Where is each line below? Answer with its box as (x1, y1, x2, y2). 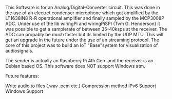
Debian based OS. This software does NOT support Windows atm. (5, 63, 145, 69)
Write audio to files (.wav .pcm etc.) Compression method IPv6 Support (5, 83, 157, 89)
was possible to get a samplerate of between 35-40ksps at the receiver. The (5, 26, 167, 32)
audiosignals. (5, 48, 33, 54)
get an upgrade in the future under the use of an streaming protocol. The (5, 37, 160, 43)
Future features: (5, 73, 40, 79)
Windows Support (5, 88, 44, 94)
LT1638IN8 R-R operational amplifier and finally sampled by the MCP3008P (5, 15, 165, 21)
